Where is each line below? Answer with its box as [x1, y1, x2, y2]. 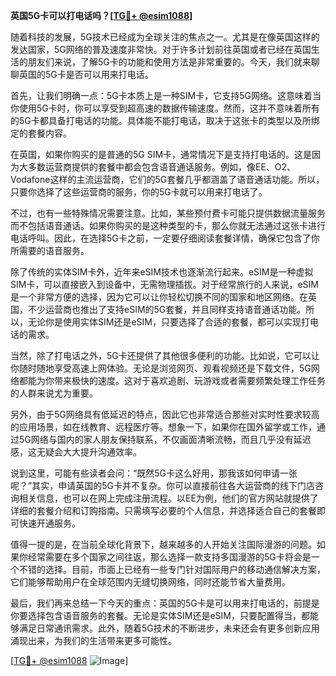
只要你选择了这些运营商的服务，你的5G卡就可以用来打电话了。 [10, 186, 268, 198]
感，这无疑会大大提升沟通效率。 [10, 446, 142, 458]
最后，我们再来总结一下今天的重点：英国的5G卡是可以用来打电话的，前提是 [10, 597, 320, 609]
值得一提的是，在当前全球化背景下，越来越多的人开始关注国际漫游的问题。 [10, 539, 317, 550]
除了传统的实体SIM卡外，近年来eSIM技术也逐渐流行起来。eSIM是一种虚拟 [10, 266, 314, 278]
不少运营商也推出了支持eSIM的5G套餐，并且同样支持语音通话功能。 [27, 304, 307, 315]
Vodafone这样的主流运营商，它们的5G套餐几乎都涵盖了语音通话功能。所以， [10, 174, 325, 185]
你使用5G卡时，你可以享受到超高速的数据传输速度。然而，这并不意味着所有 [10, 102, 320, 114]
